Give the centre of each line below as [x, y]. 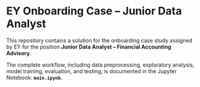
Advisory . [19, 53]
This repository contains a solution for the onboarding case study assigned [99, 40]
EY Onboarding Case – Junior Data [94, 11]
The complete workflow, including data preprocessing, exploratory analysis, [100, 65]
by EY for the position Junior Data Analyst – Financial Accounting [89, 47]
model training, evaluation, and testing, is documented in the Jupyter [92, 71]
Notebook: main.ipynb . [34, 77]
